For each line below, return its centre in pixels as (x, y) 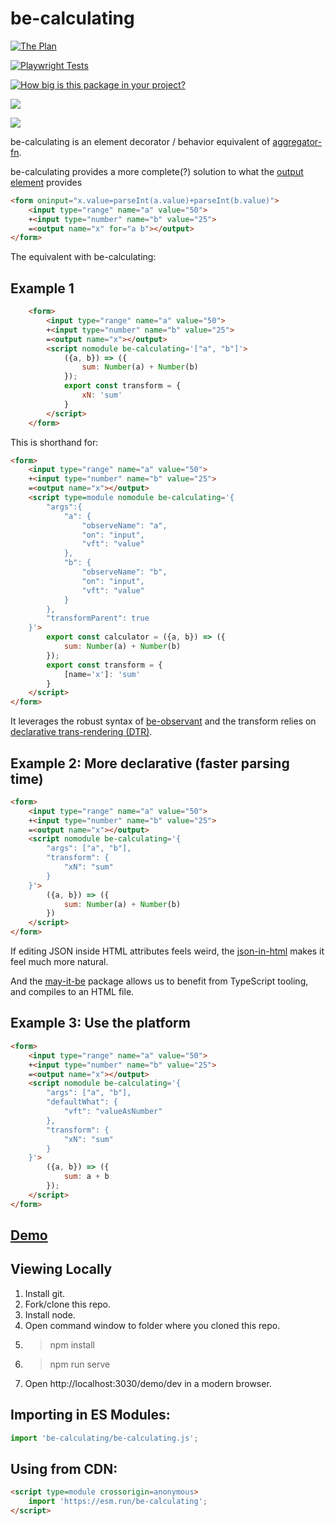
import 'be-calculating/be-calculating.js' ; (104, 1438)
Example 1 (42, 288)
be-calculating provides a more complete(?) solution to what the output (157, 171)
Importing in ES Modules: (90, 1415)
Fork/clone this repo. (68, 1304)
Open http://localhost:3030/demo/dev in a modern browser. (148, 1383)
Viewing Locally (61, 1269)
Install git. (45, 1293)
